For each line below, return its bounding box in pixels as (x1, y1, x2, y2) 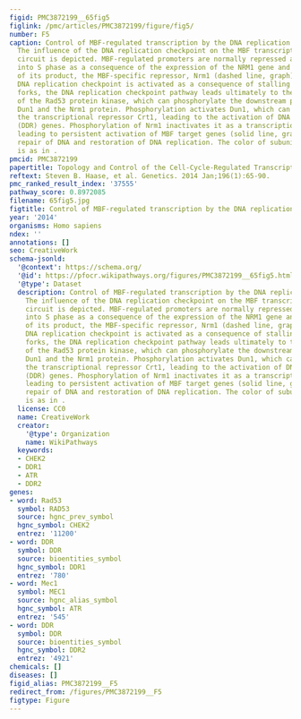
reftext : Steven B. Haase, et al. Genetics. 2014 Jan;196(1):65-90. (9, 171, 271, 180)
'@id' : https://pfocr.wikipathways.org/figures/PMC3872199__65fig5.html (17, 271, 295, 280)
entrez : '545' (17, 612, 70, 621)
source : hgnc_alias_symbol (17, 596, 118, 605)
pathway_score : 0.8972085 (9, 188, 106, 197)
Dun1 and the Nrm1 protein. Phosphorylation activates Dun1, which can (17, 105, 291, 114)
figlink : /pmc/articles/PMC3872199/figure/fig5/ (9, 21, 194, 30)
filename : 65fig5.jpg (9, 196, 90, 206)
